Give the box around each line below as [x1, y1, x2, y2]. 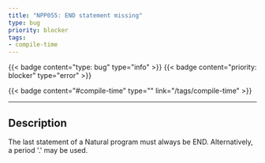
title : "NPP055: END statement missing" [8, 11, 144, 20]
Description [8, 116, 67, 130]
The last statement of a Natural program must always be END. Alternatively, [8, 137, 254, 146]
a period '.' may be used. [8, 145, 88, 154]
